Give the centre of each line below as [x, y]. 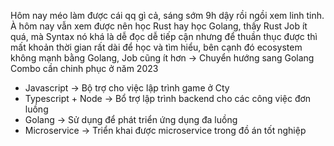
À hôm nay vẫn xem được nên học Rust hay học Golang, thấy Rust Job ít [159, 26]
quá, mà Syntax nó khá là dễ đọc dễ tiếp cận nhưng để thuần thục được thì [164, 36]
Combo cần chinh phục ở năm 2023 [84, 68]
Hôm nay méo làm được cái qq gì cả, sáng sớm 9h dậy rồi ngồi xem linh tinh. [167, 15]
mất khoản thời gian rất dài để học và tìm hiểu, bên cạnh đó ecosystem [156, 47]
